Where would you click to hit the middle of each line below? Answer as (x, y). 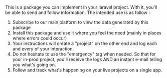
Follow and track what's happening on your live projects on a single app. (87, 70)
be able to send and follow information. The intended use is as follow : (78, 12)
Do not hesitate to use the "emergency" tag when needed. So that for (84, 54)
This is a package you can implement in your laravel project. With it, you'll (81, 7)
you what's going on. (34, 65)
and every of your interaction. (43, 49)
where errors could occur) (40, 38)
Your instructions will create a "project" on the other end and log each (85, 43)
